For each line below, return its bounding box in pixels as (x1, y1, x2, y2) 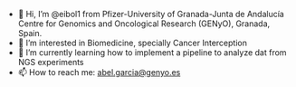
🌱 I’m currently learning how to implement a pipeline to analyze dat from (17, 47, 287, 58)
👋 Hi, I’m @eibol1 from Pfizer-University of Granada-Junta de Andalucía (17, 9, 285, 19)
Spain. (17, 28, 43, 38)
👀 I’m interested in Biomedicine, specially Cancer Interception (17, 37, 247, 48)
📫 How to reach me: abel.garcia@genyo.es (17, 67, 181, 77)
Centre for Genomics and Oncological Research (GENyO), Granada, (17, 18, 271, 29)
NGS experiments (17, 57, 84, 67)
